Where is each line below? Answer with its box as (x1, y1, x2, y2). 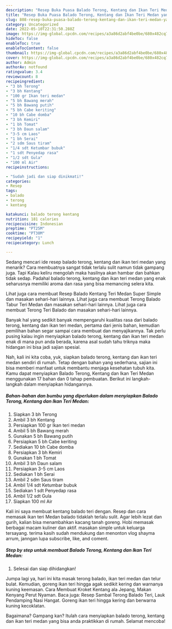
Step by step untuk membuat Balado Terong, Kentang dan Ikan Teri (6, 547, 152, 553)
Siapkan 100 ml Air (13, 498, 53, 505)
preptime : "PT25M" (6, 226, 45, 231)
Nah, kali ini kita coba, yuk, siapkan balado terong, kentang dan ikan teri (6, 354, 157, 360)
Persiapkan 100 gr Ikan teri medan (13, 422, 86, 428)
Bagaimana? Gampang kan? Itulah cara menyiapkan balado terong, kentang (6, 613, 165, 619)
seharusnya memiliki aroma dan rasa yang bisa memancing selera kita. (6, 280, 155, 287)
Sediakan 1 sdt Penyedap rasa (13, 487, 77, 493)
